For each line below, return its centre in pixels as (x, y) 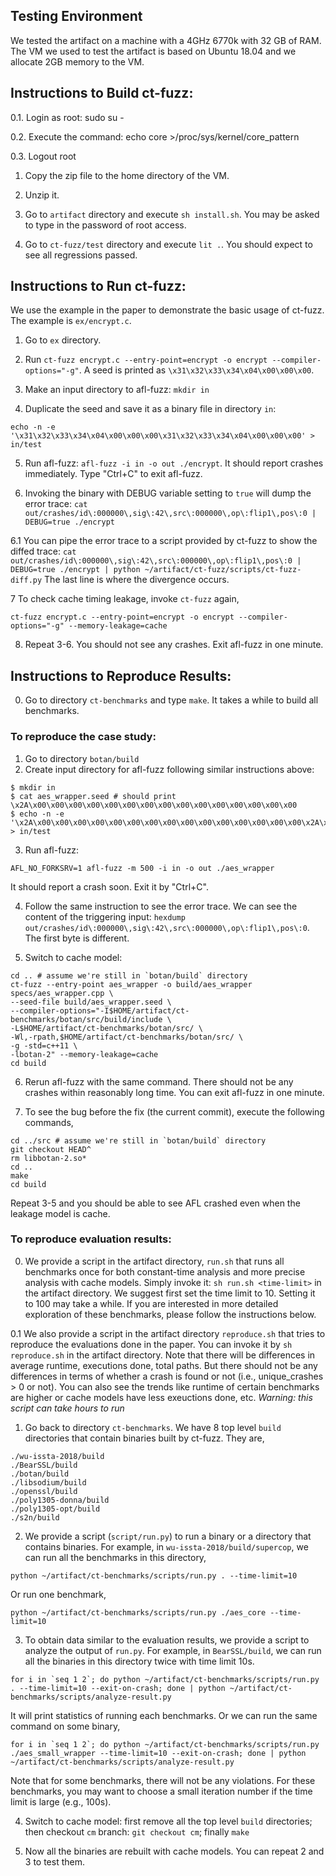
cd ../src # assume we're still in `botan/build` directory (138, 1140)
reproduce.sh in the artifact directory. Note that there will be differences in (163, 1355)
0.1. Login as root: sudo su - (67, 117)
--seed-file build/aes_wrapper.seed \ (91, 1002)
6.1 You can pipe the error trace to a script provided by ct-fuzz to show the (164, 541)
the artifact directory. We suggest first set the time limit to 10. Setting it (170, 1293)
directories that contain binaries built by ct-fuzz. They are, (144, 1438)
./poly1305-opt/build (55, 1509)
